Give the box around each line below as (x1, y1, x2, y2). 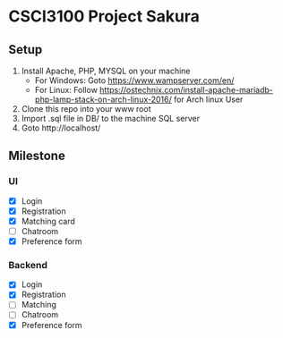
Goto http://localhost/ (21, 123, 101, 133)
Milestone (8, 148, 66, 164)
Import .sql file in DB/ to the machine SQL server (21, 114, 201, 123)
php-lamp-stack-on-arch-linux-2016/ (34, 94, 172, 105)
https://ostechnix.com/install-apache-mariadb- (99, 85, 274, 95)
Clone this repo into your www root (21, 104, 151, 114)
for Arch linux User (173, 94, 244, 105)
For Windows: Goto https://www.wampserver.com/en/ (34, 75, 235, 86)
